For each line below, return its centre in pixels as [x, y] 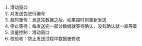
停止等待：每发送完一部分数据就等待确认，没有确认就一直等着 [73, 26]
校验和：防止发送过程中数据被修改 [45, 38]
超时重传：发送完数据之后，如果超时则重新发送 [58, 20]
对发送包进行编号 [27, 13]
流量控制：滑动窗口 [30, 32]
